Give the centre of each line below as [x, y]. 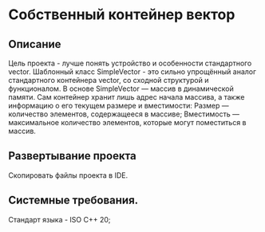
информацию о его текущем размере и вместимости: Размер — [119, 106]
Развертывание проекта [73, 156]
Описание [35, 44]
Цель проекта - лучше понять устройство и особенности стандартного [130, 63]
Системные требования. [73, 201]
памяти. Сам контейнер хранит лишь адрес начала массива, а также [127, 97]
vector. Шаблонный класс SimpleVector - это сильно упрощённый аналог [132, 72]
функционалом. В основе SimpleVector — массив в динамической [121, 88]
